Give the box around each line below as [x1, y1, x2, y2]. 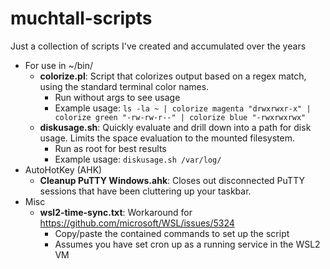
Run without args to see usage [54, 91, 181, 103]
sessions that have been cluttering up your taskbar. [39, 185, 252, 197]
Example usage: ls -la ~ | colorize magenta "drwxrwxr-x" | [54, 102, 312, 114]
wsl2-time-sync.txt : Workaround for [39, 206, 193, 218]
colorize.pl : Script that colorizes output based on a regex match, [39, 70, 307, 82]
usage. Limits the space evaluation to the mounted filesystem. [39, 132, 295, 144]
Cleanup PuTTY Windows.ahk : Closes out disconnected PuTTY [39, 174, 305, 186]
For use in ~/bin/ [24, 59, 94, 71]
